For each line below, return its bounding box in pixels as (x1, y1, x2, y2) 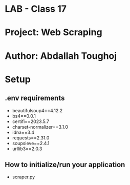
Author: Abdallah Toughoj (5, 50, 117, 61)
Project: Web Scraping (5, 27, 103, 38)
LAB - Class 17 (5, 3, 67, 15)
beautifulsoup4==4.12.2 (12, 107, 63, 113)
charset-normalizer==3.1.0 (12, 124, 69, 130)
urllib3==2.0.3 (12, 146, 42, 152)
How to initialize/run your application (5, 160, 125, 169)
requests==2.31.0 (12, 134, 50, 141)
